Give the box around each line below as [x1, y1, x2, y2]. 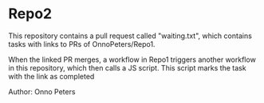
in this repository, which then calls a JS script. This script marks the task [8, 63, 246, 72]
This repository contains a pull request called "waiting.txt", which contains [8, 31, 253, 40]
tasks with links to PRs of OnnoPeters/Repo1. [8, 39, 156, 48]
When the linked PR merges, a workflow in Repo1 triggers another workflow [8, 55, 257, 64]
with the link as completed [8, 71, 95, 81]
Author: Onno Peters [8, 86, 76, 96]
